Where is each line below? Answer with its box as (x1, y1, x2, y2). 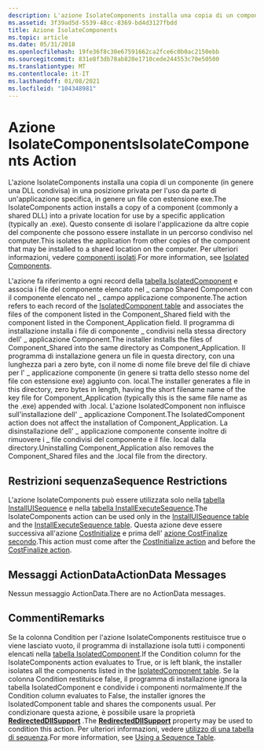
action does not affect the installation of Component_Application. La (8, 418, 228, 428)
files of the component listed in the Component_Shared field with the (8, 309, 231, 319)
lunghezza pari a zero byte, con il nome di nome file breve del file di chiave (8, 360, 251, 369)
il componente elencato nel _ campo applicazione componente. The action (8, 293, 247, 302)
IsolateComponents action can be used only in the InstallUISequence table (8, 512, 249, 521)
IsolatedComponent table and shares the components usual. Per (8, 699, 216, 708)
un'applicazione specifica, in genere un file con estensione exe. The (8, 194, 226, 204)
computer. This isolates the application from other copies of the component (8, 236, 251, 246)
